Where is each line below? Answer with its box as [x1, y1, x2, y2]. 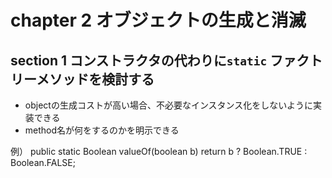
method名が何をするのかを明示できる [24, 124, 180, 136]
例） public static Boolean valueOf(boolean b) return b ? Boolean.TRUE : [10, 146, 308, 157]
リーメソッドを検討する [10, 71, 155, 88]
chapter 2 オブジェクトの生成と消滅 [10, 9, 307, 32]
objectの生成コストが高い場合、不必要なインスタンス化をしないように [24, 99, 314, 111]
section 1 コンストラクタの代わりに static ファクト [10, 52, 323, 69]
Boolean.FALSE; [10, 157, 76, 168]
